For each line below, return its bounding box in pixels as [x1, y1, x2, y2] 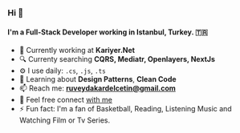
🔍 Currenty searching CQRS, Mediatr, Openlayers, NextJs [18, 54, 216, 64]
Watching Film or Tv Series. [18, 115, 110, 125]
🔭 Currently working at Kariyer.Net [18, 46, 136, 55]
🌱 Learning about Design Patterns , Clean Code [18, 75, 177, 84]
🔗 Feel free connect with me [18, 95, 113, 105]
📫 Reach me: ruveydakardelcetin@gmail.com [18, 83, 176, 93]
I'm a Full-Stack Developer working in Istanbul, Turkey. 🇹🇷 [7, 27, 208, 37]
